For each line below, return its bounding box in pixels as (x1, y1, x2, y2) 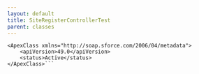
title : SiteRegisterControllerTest (7, 17, 111, 24)
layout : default (7, 10, 54, 17)
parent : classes (7, 23, 54, 30)
